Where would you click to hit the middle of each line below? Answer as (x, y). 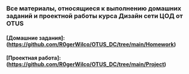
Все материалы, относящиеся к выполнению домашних (94, 8)
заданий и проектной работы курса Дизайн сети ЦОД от (94, 16)
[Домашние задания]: (36, 38)
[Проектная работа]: (34, 58)
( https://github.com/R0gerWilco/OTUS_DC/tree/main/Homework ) (91, 44)
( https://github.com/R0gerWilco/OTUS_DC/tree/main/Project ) (86, 64)
